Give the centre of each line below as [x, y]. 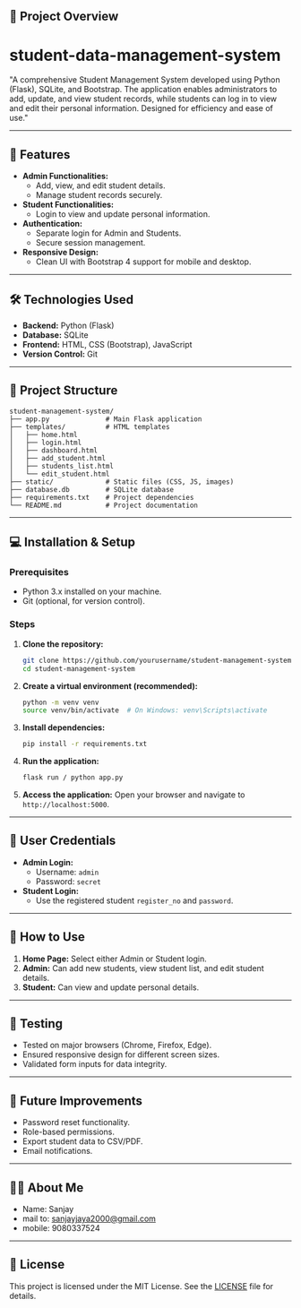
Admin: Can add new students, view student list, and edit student [143, 968]
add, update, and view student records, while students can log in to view [143, 99]
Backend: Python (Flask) [68, 325]
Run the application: [61, 762]
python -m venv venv [60, 702]
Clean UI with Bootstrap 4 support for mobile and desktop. [143, 262]
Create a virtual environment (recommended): [110, 685]
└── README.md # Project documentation [104, 505]
